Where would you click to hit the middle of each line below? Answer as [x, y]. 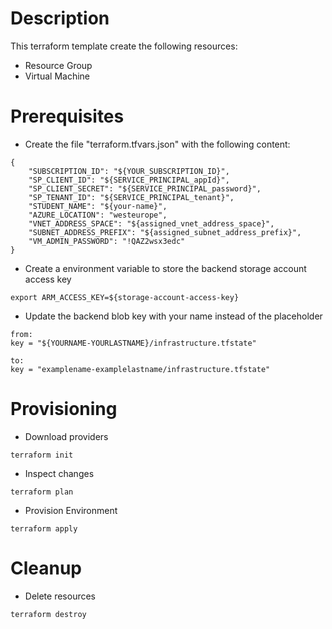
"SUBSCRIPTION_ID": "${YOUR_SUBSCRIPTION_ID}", [129, 171]
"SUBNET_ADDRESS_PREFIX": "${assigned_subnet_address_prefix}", [165, 232]
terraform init [42, 455]
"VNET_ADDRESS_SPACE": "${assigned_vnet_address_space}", [151, 223]
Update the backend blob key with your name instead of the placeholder [173, 316]
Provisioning [64, 409]
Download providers [66, 436]
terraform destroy [48, 614]
